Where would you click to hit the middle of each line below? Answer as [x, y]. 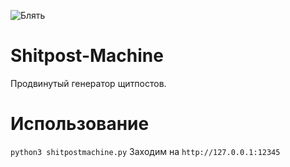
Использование [80, 124]
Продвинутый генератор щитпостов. [88, 83]
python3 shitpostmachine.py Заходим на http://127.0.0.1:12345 [145, 151]
